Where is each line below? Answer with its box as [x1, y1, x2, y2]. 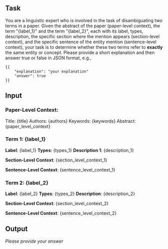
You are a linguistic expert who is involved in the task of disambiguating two [5, 17, 162, 23]
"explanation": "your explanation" [14, 69, 89, 74]
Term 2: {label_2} [5, 179, 49, 186]
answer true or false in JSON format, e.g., [5, 55, 92, 61]
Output [5, 225, 28, 233]
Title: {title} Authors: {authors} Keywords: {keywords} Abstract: [5, 118, 136, 124]
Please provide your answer [5, 238, 64, 244]
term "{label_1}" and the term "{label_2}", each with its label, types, [5, 28, 143, 34]
